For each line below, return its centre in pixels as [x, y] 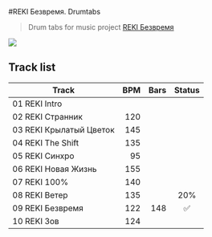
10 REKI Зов [36, 221]
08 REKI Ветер [40, 194]
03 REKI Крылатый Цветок [63, 129]
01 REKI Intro [37, 104]
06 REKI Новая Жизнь [55, 169]
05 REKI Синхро [43, 156]
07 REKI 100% [41, 182]
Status [187, 90]
